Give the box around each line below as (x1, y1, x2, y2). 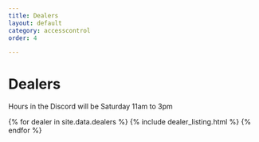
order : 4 (8, 34, 37, 42)
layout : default (8, 19, 62, 27)
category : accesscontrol (8, 26, 91, 34)
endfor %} (8, 125, 42, 136)
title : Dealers (8, 11, 59, 20)
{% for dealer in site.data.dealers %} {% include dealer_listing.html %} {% (8, 117, 251, 127)
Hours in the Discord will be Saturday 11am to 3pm (8, 101, 173, 112)
